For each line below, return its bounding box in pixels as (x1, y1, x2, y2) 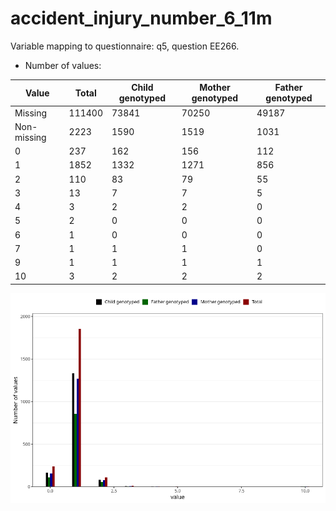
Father (274, 82, 303, 94)
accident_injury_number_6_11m (10, 7, 273, 30)
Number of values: (24, 59, 102, 71)
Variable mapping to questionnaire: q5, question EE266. (10, 40, 240, 52)
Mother (199, 82, 231, 94)
